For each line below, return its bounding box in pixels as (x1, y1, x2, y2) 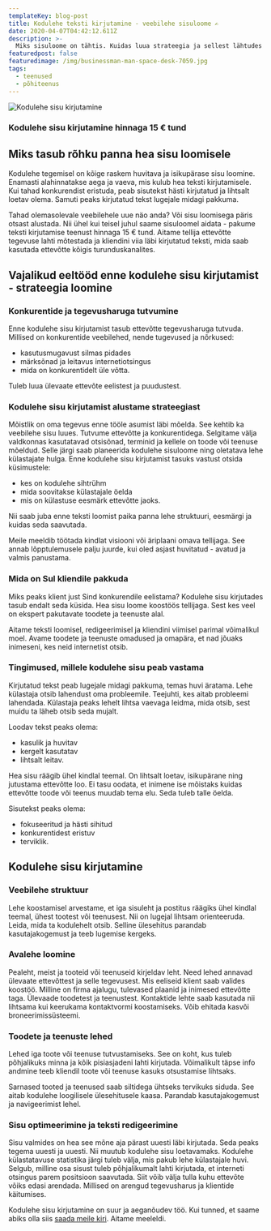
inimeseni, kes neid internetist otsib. (8, 641, 129, 651)
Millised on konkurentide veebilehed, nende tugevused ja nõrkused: (8, 332, 235, 341)
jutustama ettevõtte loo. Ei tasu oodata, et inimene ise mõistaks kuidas (8, 779, 243, 789)
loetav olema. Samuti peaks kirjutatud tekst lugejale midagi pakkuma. (8, 195, 239, 204)
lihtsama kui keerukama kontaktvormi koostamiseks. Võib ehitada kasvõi (8, 1002, 249, 1011)
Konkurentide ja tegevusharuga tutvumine (8, 305, 179, 316)
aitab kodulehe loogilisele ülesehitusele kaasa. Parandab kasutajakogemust (8, 1091, 260, 1100)
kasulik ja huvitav (19, 737, 78, 747)
